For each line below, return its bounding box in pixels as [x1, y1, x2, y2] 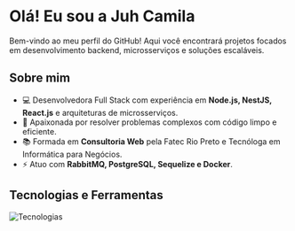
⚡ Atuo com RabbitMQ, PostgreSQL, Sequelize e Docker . [21, 158, 234, 169]
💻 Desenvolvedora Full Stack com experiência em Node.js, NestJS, [21, 95, 273, 105]
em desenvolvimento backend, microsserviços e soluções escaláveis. [9, 44, 265, 55]
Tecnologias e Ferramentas [9, 188, 164, 203]
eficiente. [21, 126, 57, 136]
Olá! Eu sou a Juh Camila [9, 6, 195, 27]
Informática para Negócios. [21, 149, 123, 159]
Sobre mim [9, 71, 71, 86]
